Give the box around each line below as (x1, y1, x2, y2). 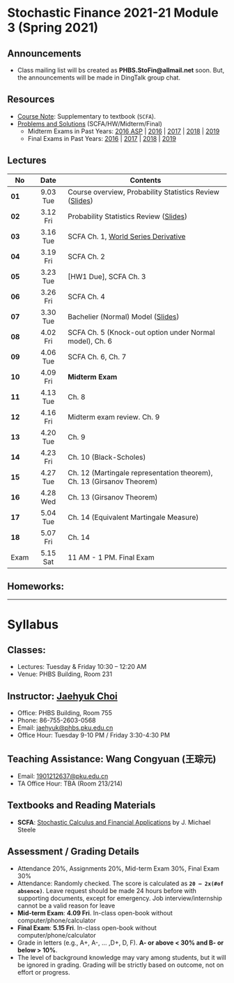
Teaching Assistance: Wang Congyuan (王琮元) (7, 753, 217, 765)
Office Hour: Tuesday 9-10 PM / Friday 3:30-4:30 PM (17, 731, 171, 740)
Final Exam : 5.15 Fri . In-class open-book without (17, 923, 157, 932)
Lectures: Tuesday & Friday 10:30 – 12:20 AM (17, 663, 147, 671)
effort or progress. (17, 968, 70, 976)
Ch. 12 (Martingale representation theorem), (67, 467, 213, 477)
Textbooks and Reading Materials (7, 800, 156, 811)
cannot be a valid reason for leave (17, 901, 116, 910)
